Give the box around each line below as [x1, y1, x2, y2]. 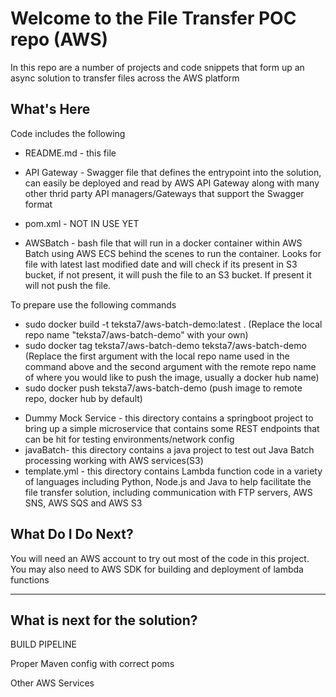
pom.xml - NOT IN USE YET [24, 217, 140, 229]
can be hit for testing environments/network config [24, 433, 235, 445]
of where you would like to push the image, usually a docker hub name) [24, 371, 320, 383]
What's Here [10, 101, 91, 118]
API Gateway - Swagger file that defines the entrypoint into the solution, [24, 166, 322, 178]
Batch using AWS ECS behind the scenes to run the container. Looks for [24, 247, 322, 259]
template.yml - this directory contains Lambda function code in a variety [24, 465, 323, 477]
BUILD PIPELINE [10, 638, 77, 651]
